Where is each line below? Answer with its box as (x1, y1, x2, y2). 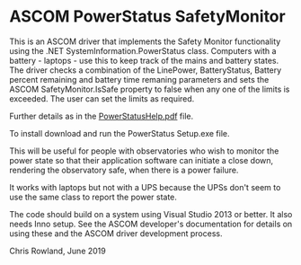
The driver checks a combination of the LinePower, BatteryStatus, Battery (9, 65, 282, 75)
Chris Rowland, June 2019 (9, 245, 106, 256)
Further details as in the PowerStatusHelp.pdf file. (9, 110, 194, 121)
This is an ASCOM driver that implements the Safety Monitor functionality (9, 36, 281, 47)
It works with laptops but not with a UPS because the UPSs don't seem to (9, 181, 281, 192)
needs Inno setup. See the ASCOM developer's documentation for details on (9, 218, 293, 229)
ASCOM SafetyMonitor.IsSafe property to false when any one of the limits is (9, 84, 290, 94)
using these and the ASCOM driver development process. (9, 227, 223, 239)
